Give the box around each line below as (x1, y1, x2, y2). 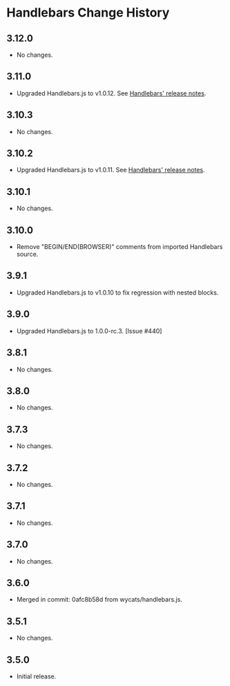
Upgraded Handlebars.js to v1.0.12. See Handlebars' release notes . (16, 89, 207, 98)
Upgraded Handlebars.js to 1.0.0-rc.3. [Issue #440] (16, 326, 162, 335)
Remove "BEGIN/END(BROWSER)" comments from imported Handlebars (16, 243, 223, 251)
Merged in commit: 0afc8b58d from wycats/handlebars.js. (16, 595, 182, 604)
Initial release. (16, 672, 57, 680)
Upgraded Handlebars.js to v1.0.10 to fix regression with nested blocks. (16, 288, 219, 297)
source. (16, 250, 39, 259)
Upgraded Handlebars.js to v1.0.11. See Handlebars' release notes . (16, 166, 205, 174)
